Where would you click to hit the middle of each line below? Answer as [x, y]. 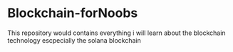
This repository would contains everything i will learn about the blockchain [116, 33]
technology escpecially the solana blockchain [74, 40]
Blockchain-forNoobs [73, 13]
